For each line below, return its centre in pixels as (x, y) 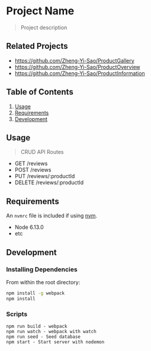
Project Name (40, 11)
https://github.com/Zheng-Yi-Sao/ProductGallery (74, 60)
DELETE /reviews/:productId (49, 182)
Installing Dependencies (42, 269)
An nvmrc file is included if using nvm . (52, 216)
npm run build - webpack (37, 326)
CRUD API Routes (42, 152)
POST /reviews (33, 170)
